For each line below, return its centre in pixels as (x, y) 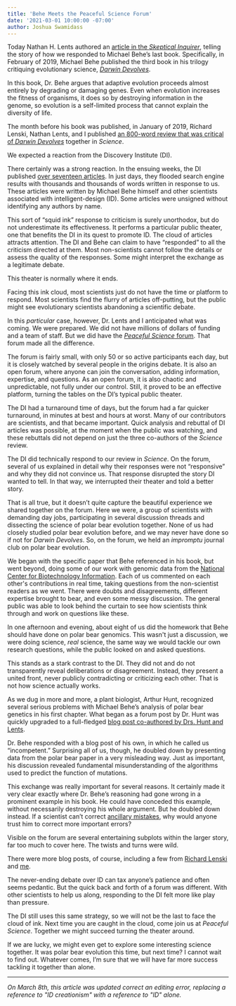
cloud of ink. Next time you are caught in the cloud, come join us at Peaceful (118, 924)
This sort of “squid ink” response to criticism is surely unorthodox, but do (113, 220)
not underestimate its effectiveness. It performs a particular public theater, (115, 228)
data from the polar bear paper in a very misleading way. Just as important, (116, 758)
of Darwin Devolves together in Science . (66, 142)
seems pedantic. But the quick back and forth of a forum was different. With (117, 888)
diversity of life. (30, 113)
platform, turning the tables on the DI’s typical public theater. (95, 395)
